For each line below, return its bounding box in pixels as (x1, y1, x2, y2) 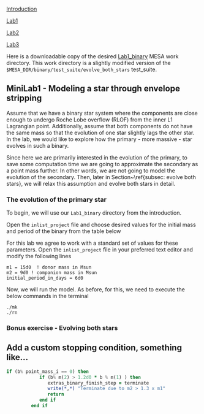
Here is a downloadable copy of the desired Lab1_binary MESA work (6, 53, 179, 60)
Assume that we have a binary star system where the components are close (6, 109, 198, 117)
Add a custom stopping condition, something (6, 343, 183, 353)
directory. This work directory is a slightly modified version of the (6, 59, 171, 66)
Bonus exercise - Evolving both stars (6, 324, 118, 332)
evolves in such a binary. (6, 142, 69, 149)
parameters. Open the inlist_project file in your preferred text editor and (6, 246, 193, 253)
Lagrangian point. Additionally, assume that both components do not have (6, 122, 193, 129)
